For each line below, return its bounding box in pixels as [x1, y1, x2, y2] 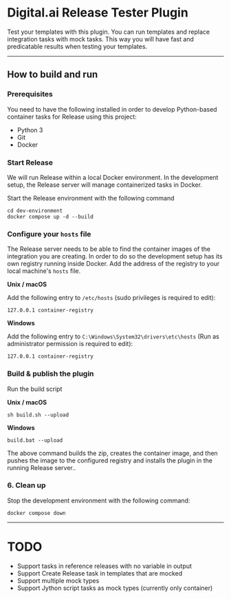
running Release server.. [7, 463, 76, 471]
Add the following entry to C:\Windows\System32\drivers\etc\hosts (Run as [7, 332, 220, 341]
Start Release [7, 157, 54, 167]
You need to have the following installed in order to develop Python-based [7, 105, 218, 113]
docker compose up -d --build [7, 213, 94, 220]
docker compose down [7, 509, 67, 516]
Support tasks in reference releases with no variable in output [16, 562, 192, 570]
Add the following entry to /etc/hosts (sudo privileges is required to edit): [7, 294, 216, 302]
